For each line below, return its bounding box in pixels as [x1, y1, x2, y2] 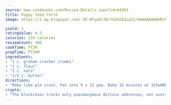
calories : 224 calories [5, 36, 56, 41]
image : [5, 17, 19, 22]
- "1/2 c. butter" [5, 73, 44, 79]
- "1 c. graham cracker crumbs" [5, 59, 74, 64]
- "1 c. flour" [5, 64, 38, 69]
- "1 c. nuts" [5, 68, 36, 74]
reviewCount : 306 [5, 40, 42, 46]
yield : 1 [5, 26, 24, 31]
